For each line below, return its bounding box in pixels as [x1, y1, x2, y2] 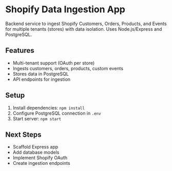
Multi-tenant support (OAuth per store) [12, 60, 95, 66]
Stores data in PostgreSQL [12, 71, 69, 77]
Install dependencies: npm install [12, 104, 85, 111]
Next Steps [5, 130, 42, 139]
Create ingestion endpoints [12, 160, 70, 166]
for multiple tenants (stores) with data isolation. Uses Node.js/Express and [5, 26, 162, 32]
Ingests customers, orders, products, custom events [12, 65, 124, 71]
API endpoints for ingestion [12, 76, 71, 82]
